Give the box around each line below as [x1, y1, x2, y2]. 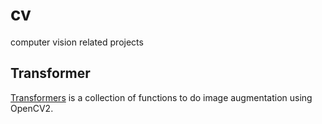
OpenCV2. [10, 102, 54, 114]
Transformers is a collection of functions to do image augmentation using [10, 91, 313, 103]
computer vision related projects [10, 36, 144, 48]
